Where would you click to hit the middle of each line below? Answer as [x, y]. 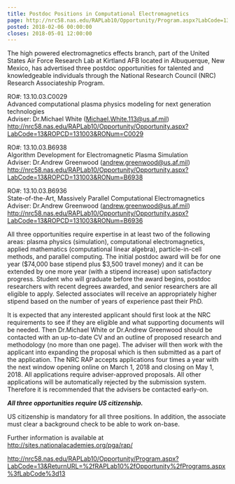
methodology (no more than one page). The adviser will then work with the [115, 345]
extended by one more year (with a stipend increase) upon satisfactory [109, 271]
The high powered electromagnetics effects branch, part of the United [108, 53]
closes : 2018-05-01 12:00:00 [50, 33]
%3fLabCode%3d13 [36, 473]
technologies [26, 112]
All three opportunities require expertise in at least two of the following [109, 234]
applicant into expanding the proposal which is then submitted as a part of [114, 352]
